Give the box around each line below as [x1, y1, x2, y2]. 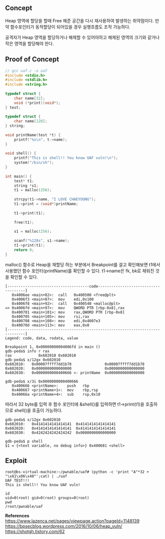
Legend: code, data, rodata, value [5, 335, 79, 340]
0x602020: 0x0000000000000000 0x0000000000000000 [5, 366, 145, 371]
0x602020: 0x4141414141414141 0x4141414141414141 [5, 426, 116, 431]
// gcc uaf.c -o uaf [5, 68, 48, 73]
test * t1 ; [14, 178, 35, 183]
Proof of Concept [5, 55, 59, 64]
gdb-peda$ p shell [5, 439, 43, 444]
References [5, 513, 30, 519]
